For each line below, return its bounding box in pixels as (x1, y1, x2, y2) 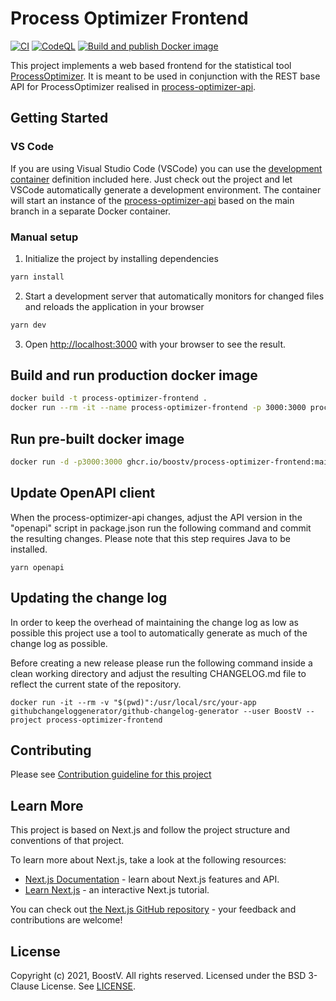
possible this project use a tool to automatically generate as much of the (10, 627, 308, 639)
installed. (10, 543, 48, 555)
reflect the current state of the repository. (10, 678, 182, 690)
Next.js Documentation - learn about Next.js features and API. (24, 873, 280, 886)
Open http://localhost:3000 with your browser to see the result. (24, 338, 287, 350)
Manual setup (10, 230, 79, 244)
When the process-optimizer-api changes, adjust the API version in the (10, 511, 303, 523)
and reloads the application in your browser (24, 300, 205, 312)
